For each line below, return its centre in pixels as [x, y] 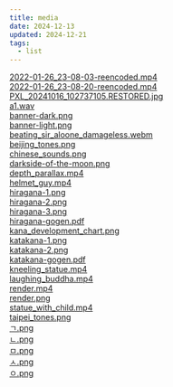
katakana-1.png [38, 241]
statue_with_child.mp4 [51, 307]
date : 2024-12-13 [42, 26]
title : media [34, 18]
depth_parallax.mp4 [47, 174]
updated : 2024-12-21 [48, 34]
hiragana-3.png [38, 212]
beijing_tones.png [43, 145]
